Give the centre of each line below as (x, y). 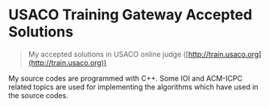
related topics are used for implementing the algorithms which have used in (134, 87)
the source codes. (38, 95)
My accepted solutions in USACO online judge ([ (108, 54)
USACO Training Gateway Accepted (130, 15)
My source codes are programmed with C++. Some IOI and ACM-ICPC (126, 78)
